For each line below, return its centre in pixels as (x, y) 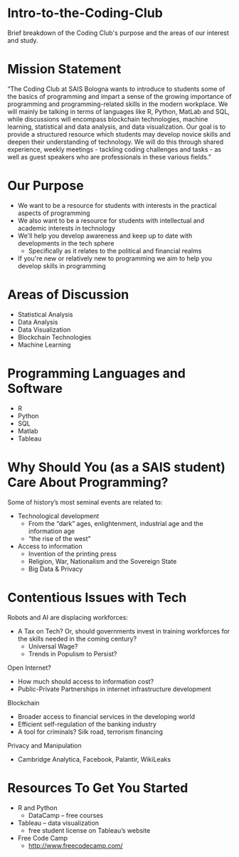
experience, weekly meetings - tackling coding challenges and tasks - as (115, 149)
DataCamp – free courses (66, 815)
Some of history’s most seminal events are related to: (85, 502)
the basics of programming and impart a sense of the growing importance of (120, 96)
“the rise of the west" (59, 538)
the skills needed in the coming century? (77, 638)
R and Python (37, 808)
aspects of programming (54, 213)
